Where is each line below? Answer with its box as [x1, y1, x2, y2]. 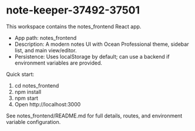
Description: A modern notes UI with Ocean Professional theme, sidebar [14, 41, 189, 48]
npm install [14, 88, 42, 95]
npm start [14, 95, 38, 102]
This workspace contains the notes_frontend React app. [6, 23, 142, 30]
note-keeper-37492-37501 [6, 4, 140, 17]
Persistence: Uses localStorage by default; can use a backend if [14, 53, 170, 60]
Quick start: [6, 70, 34, 78]
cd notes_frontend [14, 82, 59, 89]
